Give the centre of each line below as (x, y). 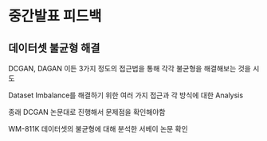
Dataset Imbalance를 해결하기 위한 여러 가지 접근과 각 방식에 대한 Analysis (126, 95)
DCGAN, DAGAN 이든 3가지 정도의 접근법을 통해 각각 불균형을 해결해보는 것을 (130, 69)
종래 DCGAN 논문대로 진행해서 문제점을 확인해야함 (87, 112)
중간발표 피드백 (55, 16)
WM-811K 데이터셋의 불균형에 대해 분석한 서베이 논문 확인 (98, 129)
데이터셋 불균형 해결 (54, 48)
